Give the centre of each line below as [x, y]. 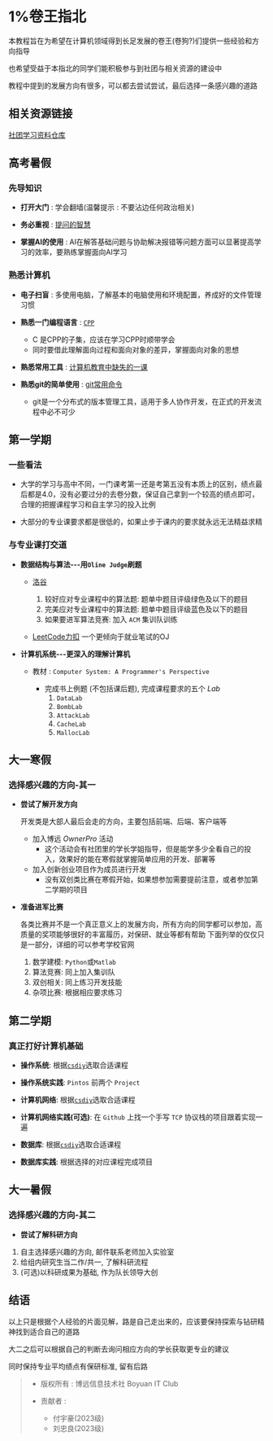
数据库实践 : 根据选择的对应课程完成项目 [86, 1162]
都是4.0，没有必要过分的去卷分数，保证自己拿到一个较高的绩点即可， [143, 494]
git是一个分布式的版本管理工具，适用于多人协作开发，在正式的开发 [143, 401]
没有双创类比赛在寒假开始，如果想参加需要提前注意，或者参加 [148, 879]
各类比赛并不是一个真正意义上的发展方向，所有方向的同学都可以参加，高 [141, 924]
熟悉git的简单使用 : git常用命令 [71, 384]
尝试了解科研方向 [49, 1234]
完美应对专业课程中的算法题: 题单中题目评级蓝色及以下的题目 [146, 609]
